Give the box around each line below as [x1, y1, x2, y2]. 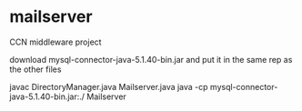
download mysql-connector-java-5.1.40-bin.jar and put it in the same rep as [9, 54, 293, 65]
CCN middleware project [9, 36, 102, 47]
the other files [9, 64, 62, 75]
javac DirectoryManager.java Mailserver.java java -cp [9, 81, 208, 92]
